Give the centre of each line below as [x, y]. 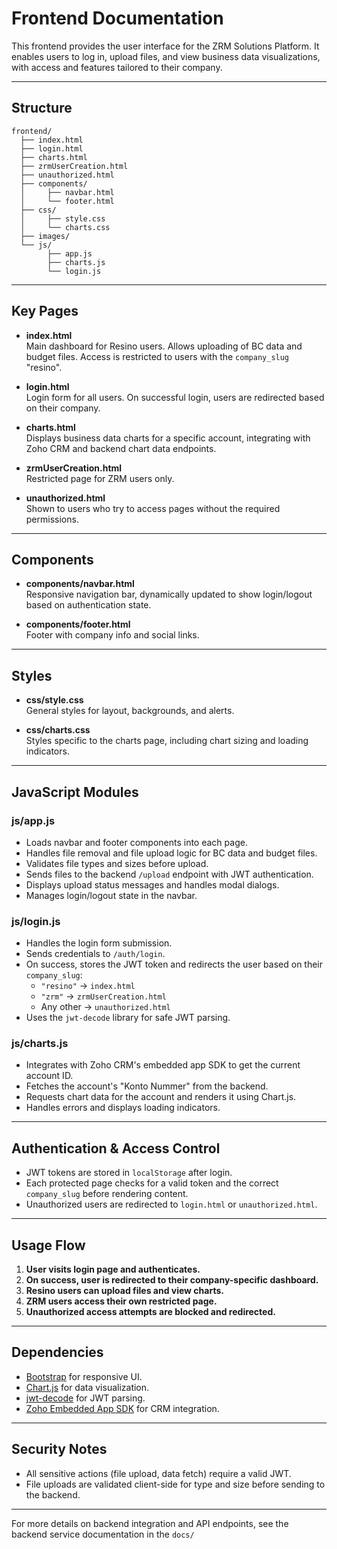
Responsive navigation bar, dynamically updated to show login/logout [169, 594]
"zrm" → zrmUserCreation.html [103, 996]
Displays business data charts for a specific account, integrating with [168, 438]
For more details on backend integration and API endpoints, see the [150, 1523]
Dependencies [57, 1352]
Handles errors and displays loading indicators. [123, 1108]
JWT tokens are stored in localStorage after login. [129, 1173]
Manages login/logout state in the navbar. [111, 895]
